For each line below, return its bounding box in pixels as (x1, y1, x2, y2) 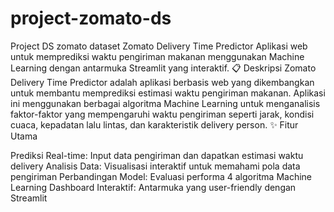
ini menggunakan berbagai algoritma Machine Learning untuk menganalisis (10, 97, 321, 109)
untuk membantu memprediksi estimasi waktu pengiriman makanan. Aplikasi (10, 87, 326, 99)
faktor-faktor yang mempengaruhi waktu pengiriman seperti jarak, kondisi (10, 108, 315, 120)
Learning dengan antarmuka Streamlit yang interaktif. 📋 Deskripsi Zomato (10, 62, 317, 74)
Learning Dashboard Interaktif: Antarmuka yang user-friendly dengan (10, 181, 297, 193)
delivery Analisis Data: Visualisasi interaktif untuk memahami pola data (10, 160, 301, 172)
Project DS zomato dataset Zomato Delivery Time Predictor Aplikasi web (10, 40, 308, 52)
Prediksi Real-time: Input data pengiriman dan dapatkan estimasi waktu (10, 149, 304, 161)
